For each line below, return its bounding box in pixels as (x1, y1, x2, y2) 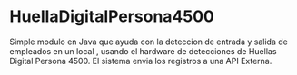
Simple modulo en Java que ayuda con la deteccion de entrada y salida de (9, 36, 288, 47)
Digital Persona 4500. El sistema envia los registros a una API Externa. (9, 55, 272, 66)
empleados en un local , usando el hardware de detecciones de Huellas (9, 45, 277, 56)
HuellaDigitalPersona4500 (9, 6, 215, 27)
